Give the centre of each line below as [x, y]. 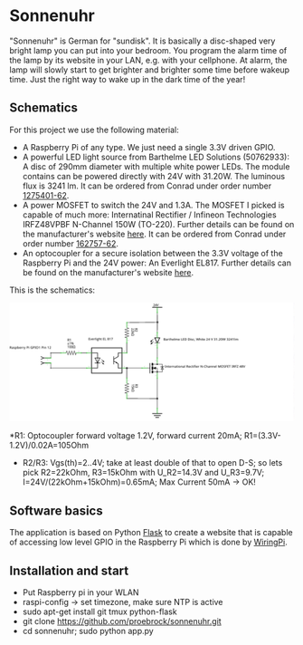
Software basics [56, 510]
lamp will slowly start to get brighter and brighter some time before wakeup [150, 70]
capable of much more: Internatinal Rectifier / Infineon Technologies [150, 215]
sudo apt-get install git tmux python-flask [100, 611]
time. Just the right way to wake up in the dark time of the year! [128, 79]
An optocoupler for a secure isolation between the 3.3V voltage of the [152, 253]
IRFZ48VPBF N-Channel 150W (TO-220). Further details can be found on [158, 224]
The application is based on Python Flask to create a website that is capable [151, 533]
